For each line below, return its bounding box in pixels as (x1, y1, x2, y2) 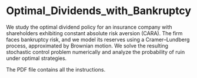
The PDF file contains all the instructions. (6, 66, 106, 73)
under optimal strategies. (6, 55, 67, 62)
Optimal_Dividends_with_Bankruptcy (6, 4, 192, 18)
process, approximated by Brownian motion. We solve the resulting (6, 42, 169, 49)
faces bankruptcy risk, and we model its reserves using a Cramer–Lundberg (6, 36, 190, 43)
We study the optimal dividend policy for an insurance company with (6, 23, 172, 30)
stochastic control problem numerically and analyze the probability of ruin (6, 48, 185, 55)
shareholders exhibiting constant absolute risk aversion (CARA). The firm (6, 29, 183, 36)
